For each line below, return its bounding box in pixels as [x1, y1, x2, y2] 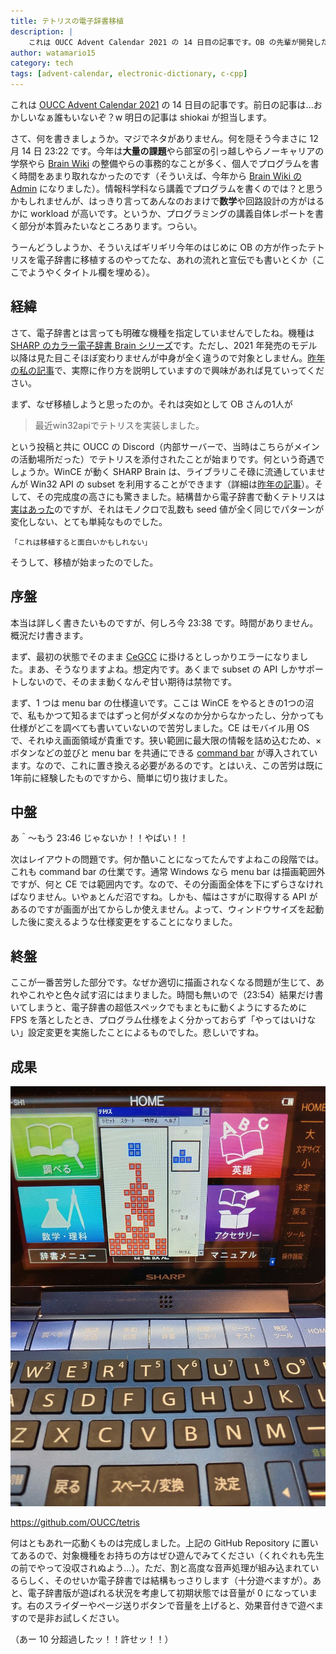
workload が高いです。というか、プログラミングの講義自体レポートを [29, 208, 315, 219]
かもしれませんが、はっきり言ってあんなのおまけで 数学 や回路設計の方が [10, 195, 308, 207]
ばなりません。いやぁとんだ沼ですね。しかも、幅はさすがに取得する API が [10, 891, 318, 903]
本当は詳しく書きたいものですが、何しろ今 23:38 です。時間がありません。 [10, 616, 319, 629]
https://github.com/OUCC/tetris [10, 1516, 140, 1529]
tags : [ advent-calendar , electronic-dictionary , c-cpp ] [10, 69, 248, 79]
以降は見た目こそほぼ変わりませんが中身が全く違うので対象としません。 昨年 [10, 351, 326, 364]
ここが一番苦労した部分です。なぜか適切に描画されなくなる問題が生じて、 [10, 976, 316, 989]
